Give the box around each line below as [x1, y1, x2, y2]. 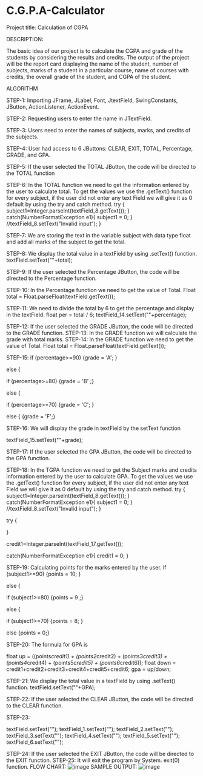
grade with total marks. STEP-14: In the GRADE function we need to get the [6, 335, 194, 343]
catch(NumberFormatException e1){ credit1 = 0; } [6, 552, 129, 559]
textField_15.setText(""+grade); [6, 436, 84, 443]
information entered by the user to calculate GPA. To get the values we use [6, 472, 193, 480]
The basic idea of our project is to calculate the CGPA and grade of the [6, 47, 183, 55]
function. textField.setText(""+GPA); [6, 684, 96, 691]
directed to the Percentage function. [6, 274, 97, 282]
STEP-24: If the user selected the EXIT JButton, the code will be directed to [6, 750, 195, 757]
